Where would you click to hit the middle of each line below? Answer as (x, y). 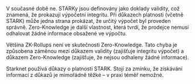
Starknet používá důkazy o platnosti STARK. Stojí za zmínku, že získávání (94, 69)
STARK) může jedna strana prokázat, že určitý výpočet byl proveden (88, 21)
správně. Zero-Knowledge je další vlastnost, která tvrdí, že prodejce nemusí (97, 27)
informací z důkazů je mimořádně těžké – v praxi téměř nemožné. (85, 75)
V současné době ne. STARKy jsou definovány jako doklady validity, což (93, 9)
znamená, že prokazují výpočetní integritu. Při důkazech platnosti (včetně (95, 15)
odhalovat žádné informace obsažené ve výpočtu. (66, 33)
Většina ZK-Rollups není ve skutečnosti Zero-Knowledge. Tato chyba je (92, 45)
